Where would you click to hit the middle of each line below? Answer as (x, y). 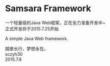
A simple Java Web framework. (37, 38)
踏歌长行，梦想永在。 (27, 48)
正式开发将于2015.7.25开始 (32, 29)
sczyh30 (14, 54)
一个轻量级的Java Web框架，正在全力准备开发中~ (55, 22)
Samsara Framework (48, 9)
